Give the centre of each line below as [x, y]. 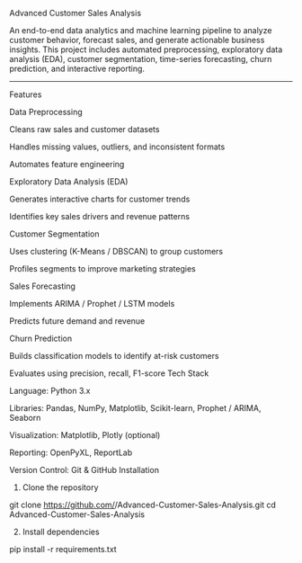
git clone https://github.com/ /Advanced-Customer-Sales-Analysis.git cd [143, 505]
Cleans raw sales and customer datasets [84, 129]
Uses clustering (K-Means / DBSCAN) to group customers [116, 251]
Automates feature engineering [67, 164]
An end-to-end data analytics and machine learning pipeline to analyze [141, 30]
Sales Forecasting [43, 286]
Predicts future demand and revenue [77, 321]
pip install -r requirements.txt [63, 549]
